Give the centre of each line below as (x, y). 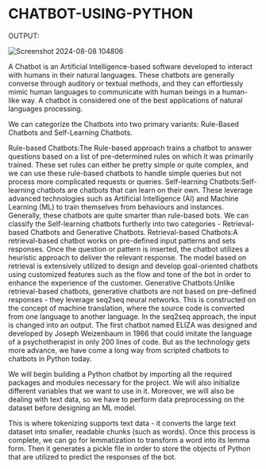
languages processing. (46, 109)
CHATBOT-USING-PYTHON (100, 14)
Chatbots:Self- (233, 181)
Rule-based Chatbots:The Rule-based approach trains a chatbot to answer (130, 148)
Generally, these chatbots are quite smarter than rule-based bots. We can (129, 215)
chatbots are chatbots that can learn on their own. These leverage (145, 190)
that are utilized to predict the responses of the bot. (93, 456)
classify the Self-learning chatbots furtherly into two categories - (114, 224)
